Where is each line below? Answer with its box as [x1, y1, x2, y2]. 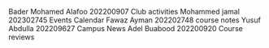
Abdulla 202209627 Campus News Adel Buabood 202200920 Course [8, 24, 244, 33]
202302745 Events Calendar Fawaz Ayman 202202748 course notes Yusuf [8, 15, 262, 25]
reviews [8, 32, 35, 42]
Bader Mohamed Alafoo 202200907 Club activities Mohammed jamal [8, 7, 240, 16]
